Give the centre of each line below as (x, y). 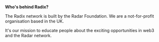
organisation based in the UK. (35, 21)
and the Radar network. (29, 36)
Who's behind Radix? (27, 7)
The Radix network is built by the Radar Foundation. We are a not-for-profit (79, 16)
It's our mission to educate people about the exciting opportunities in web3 (80, 30)
